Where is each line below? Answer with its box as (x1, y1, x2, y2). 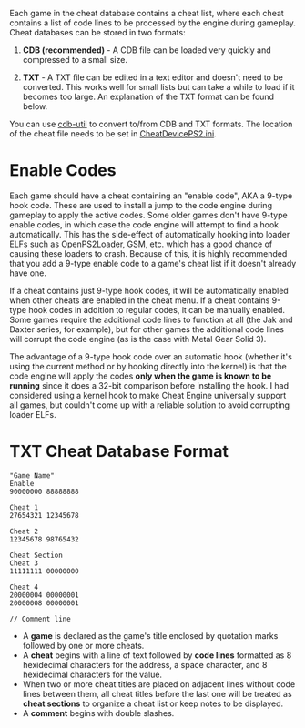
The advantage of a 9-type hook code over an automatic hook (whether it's (9, 350, 293, 362)
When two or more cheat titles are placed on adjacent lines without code (22, 678, 296, 690)
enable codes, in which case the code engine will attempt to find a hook (9, 218, 280, 230)
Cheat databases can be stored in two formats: (9, 27, 186, 37)
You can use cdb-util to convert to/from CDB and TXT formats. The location (9, 118, 293, 129)
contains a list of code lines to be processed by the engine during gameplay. (9, 17, 296, 28)
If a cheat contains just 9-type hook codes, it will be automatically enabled (9, 285, 289, 296)
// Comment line (9, 614, 71, 623)
